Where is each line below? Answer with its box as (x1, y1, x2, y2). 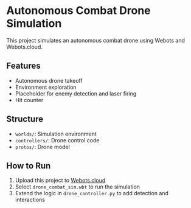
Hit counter (15, 96, 44, 103)
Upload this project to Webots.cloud (15, 177, 106, 184)
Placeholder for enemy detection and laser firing (15, 89, 137, 97)
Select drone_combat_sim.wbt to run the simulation (15, 183, 140, 190)
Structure (6, 114, 44, 125)
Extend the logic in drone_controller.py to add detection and (15, 190, 169, 197)
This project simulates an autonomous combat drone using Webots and (6, 36, 186, 44)
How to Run (6, 161, 51, 171)
